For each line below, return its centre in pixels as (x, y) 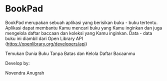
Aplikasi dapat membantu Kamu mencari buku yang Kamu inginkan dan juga (84, 27)
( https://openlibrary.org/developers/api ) (46, 43)
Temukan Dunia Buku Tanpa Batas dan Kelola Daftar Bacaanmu (70, 53)
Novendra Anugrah (25, 72)
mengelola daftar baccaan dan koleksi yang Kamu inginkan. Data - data (79, 33)
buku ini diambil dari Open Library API (44, 38)
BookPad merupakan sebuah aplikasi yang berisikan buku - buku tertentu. (81, 22)
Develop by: (17, 63)
